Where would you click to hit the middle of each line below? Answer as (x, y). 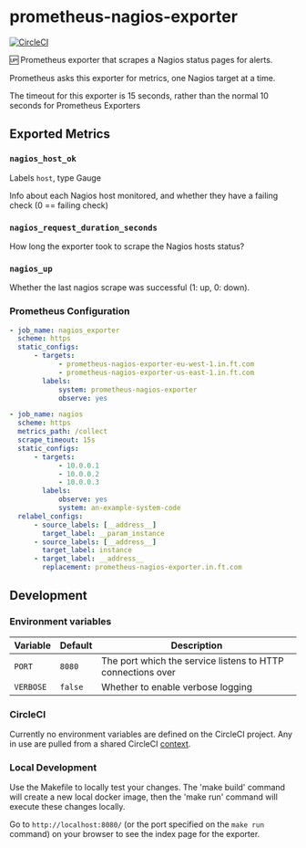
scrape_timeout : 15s (56, 440)
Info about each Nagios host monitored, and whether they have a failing (144, 195)
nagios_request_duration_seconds (83, 227)
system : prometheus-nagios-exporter (127, 390)
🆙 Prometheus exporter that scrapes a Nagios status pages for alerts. (141, 59)
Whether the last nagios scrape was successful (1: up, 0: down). (130, 288)
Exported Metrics (60, 134)
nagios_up (31, 268)
